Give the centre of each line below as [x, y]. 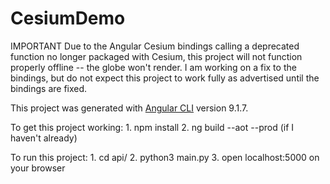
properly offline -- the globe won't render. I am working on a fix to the [153, 67]
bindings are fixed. [49, 88]
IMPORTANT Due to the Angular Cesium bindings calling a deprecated [155, 46]
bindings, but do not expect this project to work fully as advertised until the [165, 78]
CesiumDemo [68, 18]
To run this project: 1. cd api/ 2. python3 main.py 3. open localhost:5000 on [165, 157]
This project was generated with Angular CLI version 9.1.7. [129, 108]
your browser [38, 168]
